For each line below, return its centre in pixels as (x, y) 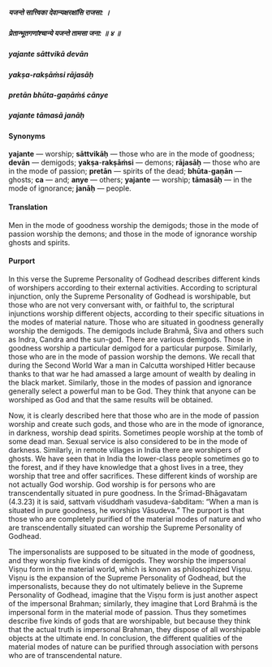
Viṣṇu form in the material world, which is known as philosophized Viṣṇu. (131, 569)
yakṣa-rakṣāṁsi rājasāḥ (51, 75)
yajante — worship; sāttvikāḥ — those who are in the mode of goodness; (132, 154)
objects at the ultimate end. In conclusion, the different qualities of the (125, 638)
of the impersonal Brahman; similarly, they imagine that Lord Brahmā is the (133, 603)
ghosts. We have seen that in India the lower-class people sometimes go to (134, 458)
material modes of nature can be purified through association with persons (134, 647)
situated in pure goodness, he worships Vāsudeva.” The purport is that (127, 510)
